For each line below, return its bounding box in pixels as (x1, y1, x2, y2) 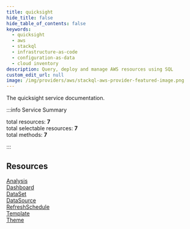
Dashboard (6, 184, 35, 191)
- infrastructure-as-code (12, 49, 78, 55)
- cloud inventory (12, 60, 59, 66)
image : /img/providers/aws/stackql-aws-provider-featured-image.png (6, 77, 185, 83)
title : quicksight (6, 9, 53, 15)
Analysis (6, 177, 28, 184)
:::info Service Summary (6, 106, 67, 114)
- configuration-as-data (12, 55, 75, 61)
